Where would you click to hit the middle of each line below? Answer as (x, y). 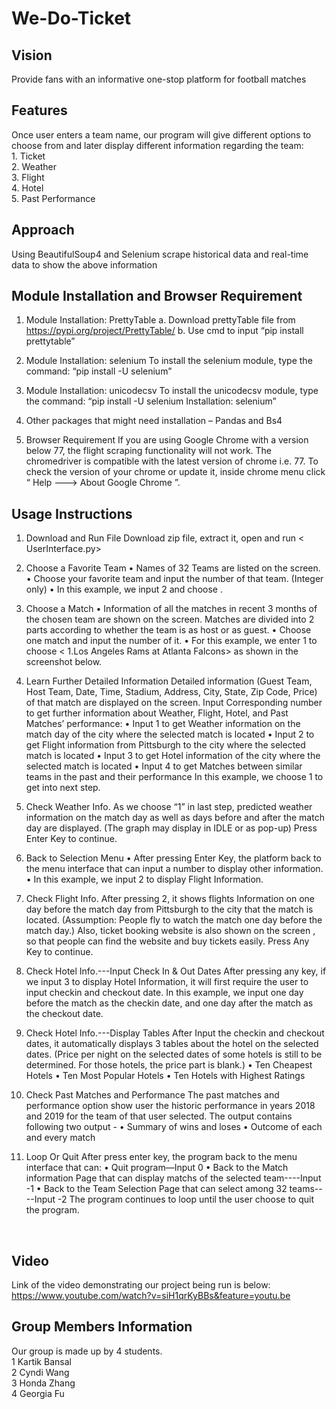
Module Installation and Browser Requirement (157, 296)
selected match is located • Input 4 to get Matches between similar (164, 766)
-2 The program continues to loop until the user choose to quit (185, 1199)
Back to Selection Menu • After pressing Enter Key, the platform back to (173, 858)
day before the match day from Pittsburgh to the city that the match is (169, 909)
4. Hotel (27, 188)
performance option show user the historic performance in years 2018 (170, 1106)
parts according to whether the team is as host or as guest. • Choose (168, 630)
